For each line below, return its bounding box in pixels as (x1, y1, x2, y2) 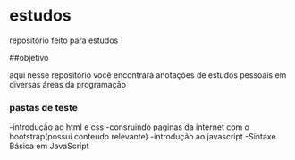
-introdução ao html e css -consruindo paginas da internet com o (9, 122, 250, 132)
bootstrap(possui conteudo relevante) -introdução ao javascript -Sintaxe (9, 131, 276, 142)
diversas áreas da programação (9, 79, 127, 89)
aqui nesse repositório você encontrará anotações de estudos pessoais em (9, 69, 287, 80)
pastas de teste (9, 101, 78, 114)
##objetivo (9, 52, 49, 63)
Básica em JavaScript (9, 140, 89, 152)
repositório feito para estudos (9, 35, 119, 46)
